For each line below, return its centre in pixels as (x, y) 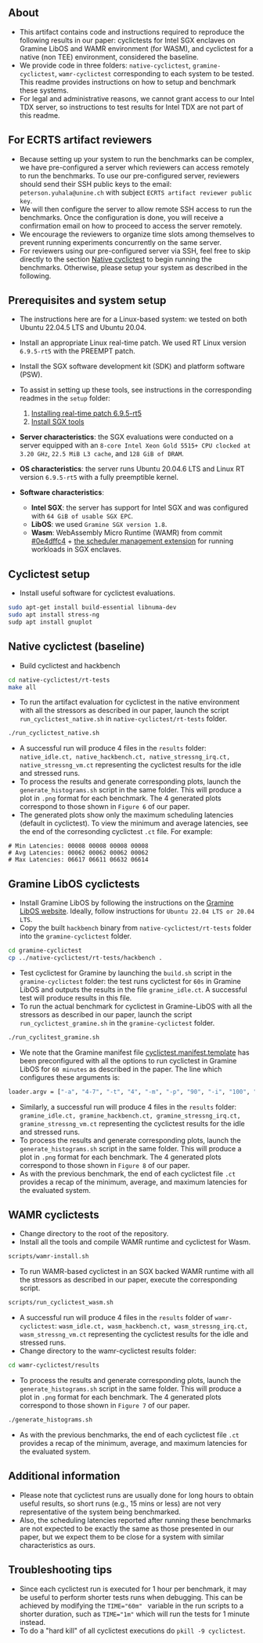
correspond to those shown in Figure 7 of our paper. (104, 1406)
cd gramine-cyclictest (45, 951)
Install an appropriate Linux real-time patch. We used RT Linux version (133, 343)
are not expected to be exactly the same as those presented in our (126, 1528)
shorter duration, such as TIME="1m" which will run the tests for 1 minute (135, 1614)
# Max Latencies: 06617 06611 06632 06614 (78, 860)
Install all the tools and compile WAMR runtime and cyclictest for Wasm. (135, 1242)
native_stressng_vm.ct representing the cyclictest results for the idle (130, 765)
